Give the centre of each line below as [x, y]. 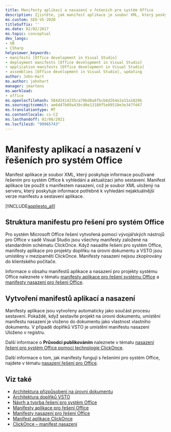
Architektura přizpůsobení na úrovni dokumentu [63, 391]
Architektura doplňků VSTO [41, 397]
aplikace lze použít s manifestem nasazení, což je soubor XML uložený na [82, 185]
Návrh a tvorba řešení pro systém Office [55, 402]
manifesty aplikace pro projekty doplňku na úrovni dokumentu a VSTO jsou [84, 251]
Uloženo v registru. [25, 332]
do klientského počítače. [31, 262]
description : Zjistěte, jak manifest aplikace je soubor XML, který [79, 15]
